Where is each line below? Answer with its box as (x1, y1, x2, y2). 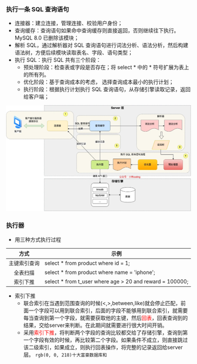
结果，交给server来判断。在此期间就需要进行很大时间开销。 (23, 322, 168, 329)
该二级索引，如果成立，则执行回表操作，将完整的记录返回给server (23, 344, 183, 351)
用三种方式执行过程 (14, 236, 62, 243)
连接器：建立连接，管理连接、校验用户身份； (14, 19, 123, 27)
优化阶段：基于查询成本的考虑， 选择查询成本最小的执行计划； (23, 78, 174, 86)
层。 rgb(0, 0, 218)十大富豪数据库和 (23, 351, 107, 358)
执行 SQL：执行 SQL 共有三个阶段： (14, 56, 101, 64)
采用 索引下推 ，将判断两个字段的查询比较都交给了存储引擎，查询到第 (23, 329, 188, 336)
